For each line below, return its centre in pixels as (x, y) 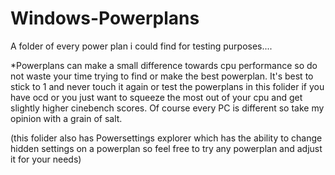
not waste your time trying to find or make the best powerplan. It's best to (162, 76)
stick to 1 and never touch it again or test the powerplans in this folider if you (167, 86)
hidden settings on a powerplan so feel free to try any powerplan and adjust (166, 148)
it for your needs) (46, 159)
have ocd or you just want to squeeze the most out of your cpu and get (156, 97)
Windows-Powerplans (105, 18)
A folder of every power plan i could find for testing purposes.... (141, 46)
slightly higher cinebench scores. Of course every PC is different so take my (167, 108)
